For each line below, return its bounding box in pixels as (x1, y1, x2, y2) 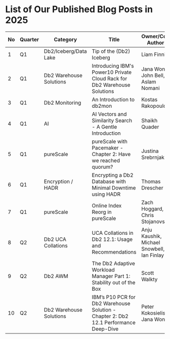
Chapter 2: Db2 (92, 313, 129, 320)
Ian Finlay (141, 252, 164, 259)
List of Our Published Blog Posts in (5, 4, 153, 15)
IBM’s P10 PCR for (92, 293, 136, 300)
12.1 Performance (92, 319, 136, 326)
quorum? (92, 163, 113, 170)
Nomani (141, 84, 160, 91)
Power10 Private (92, 69, 132, 76)
